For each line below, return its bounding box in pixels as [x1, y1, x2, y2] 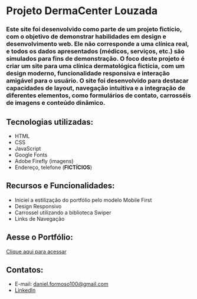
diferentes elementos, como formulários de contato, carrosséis [6, 91, 191, 99]
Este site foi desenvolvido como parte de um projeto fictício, [6, 25, 182, 34]
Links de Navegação [14, 215, 65, 222]
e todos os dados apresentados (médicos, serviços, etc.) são [6, 47, 185, 55]
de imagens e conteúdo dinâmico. [6, 99, 106, 107]
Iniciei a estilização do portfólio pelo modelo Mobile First [14, 196, 152, 204]
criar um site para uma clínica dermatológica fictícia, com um [6, 62, 185, 70]
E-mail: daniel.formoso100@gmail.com [14, 281, 109, 288]
